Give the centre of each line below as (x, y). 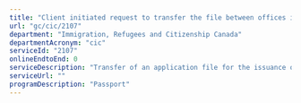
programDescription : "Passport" (69, 84)
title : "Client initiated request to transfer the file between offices (148, 17)
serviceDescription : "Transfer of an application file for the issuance (148, 68)
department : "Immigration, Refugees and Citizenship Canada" (126, 34)
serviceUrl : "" (38, 76)
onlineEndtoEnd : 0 (43, 59)
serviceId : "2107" (43, 51)
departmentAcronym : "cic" (57, 43)
